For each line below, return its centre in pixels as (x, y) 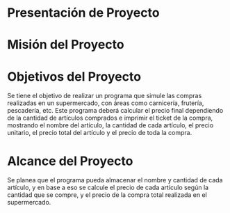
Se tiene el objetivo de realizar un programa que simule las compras (105, 96)
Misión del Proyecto (66, 45)
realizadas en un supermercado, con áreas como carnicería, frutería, (106, 103)
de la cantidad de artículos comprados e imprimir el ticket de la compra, (110, 118)
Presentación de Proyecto (83, 13)
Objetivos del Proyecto (74, 76)
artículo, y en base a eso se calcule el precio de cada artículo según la (108, 188)
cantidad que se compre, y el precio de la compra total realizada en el (107, 195)
